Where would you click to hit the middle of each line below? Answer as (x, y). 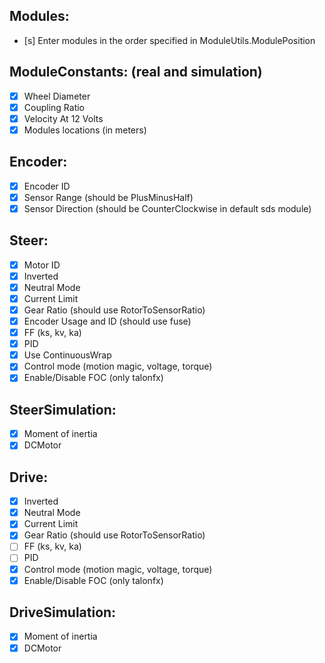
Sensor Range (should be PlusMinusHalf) (108, 197)
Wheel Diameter (57, 96)
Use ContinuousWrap (67, 355)
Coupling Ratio (54, 107)
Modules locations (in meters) (85, 130)
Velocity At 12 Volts (63, 118)
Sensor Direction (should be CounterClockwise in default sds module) (167, 208)
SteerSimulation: (63, 409)
